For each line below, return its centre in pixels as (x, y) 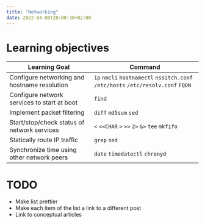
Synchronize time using (43, 150)
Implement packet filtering (47, 112)
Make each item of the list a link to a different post (78, 208)
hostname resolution (39, 85)
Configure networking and (47, 78)
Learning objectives (58, 48)
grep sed (106, 140)
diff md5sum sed (116, 113)
